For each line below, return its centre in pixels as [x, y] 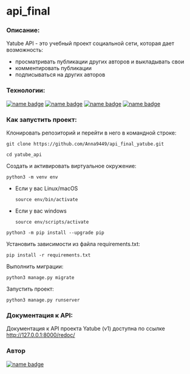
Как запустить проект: [42, 119]
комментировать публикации [53, 68]
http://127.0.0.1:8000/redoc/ [41, 335]
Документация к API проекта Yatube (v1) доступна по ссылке [86, 329]
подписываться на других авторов [60, 75]
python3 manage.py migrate [40, 278]
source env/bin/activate [46, 200]
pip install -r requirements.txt [49, 255]
